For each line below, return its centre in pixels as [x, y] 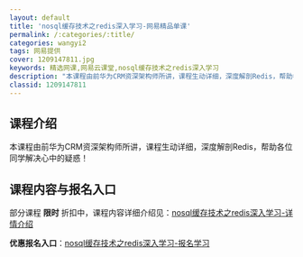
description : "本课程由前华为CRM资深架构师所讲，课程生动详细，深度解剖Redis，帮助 [151, 77]
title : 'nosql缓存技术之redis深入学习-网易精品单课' [100, 26]
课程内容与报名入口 [63, 189]
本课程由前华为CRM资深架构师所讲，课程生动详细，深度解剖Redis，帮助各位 [151, 147]
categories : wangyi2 [48, 43]
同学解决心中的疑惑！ [49, 158]
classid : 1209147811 [48, 85]
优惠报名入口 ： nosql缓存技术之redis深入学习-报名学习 [110, 243]
